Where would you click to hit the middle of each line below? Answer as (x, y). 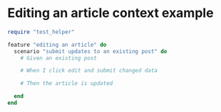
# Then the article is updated (67, 84)
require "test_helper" (41, 32)
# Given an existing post (59, 58)
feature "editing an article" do (57, 45)
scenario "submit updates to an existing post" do (91, 51)
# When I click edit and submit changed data (89, 71)
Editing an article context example (110, 13)
